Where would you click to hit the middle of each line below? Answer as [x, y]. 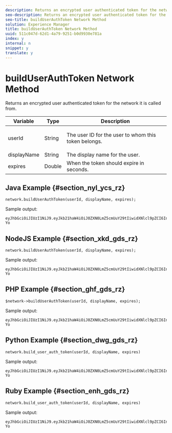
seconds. [78, 169]
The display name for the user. [103, 155]
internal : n [18, 44]
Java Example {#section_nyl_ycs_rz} [65, 188]
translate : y [19, 53]
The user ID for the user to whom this [111, 135]
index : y [15, 39]
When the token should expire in [105, 163]
